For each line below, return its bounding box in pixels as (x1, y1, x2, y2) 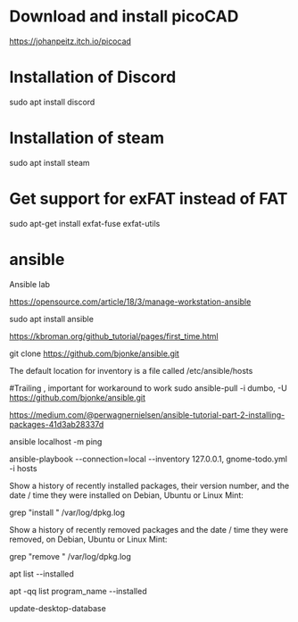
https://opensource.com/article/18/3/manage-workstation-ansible (9, 296, 252, 307)
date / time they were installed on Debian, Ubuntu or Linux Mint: (9, 489, 244, 501)
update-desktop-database (9, 602, 107, 613)
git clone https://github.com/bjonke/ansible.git (9, 348, 180, 359)
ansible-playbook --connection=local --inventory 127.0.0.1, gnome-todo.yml (9, 453, 288, 464)
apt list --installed (9, 568, 74, 579)
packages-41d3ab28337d (9, 419, 104, 429)
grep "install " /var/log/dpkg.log (9, 507, 126, 518)
